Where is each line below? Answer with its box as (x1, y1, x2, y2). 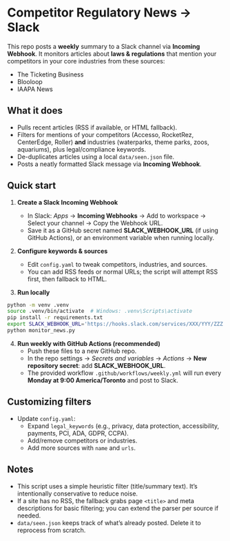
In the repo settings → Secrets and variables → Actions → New (27, 354, 207, 363)
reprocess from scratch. (17, 526, 86, 534)
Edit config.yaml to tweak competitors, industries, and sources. (27, 260, 208, 268)
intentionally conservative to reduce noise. (17, 489, 138, 498)
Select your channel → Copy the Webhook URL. (27, 218, 163, 227)
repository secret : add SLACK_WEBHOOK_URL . (27, 361, 166, 369)
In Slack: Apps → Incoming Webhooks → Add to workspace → (27, 212, 207, 220)
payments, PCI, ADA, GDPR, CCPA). (27, 429, 129, 437)
